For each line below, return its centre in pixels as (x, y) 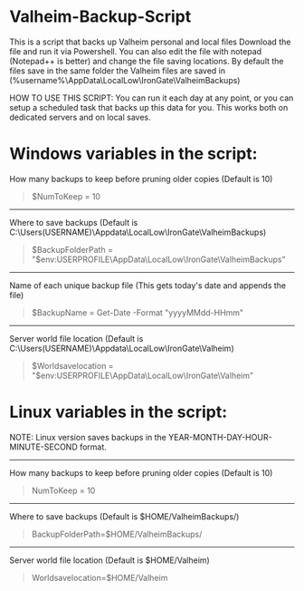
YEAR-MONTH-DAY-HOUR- (221, 437)
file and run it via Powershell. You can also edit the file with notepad (136, 51)
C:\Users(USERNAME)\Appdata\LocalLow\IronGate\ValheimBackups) (138, 232)
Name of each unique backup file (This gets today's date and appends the (148, 285)
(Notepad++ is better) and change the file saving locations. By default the (147, 61)
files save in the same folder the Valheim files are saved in (118, 71)
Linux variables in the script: (119, 412)
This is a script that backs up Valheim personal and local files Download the (150, 42)
